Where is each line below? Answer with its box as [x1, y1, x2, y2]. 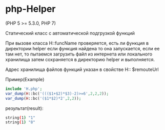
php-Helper [5, 3, 56, 15]
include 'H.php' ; [5, 86, 43, 91]
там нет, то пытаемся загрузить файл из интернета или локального [5, 51, 153, 57]
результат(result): [5, 105, 44, 111]
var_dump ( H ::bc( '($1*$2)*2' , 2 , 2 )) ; [5, 96, 81, 101]
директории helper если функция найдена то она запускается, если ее [5, 45, 160, 51]
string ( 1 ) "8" [5, 120, 36, 125]
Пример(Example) [5, 76, 45, 82]
